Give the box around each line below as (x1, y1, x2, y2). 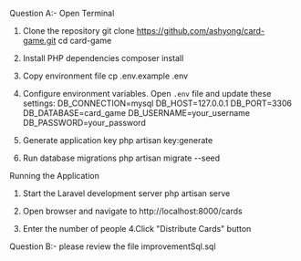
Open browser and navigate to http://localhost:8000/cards (22, 205, 244, 216)
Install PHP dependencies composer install (22, 53, 184, 63)
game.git (22, 36, 57, 46)
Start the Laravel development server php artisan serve (22, 188, 231, 199)
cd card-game (57, 36, 112, 46)
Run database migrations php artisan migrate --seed (22, 152, 221, 163)
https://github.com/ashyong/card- (136, 26, 265, 36)
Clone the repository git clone (22, 26, 135, 36)
